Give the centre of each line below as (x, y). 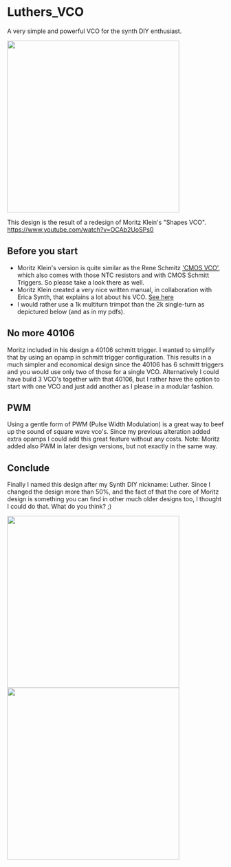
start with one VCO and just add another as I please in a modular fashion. (111, 386)
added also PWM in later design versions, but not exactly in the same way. (112, 446)
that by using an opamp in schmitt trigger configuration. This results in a (109, 357)
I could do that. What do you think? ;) (59, 507)
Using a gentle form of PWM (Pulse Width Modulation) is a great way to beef (115, 424)
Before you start (43, 251)
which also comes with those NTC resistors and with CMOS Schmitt (113, 275)
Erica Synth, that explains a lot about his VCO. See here (95, 297)
